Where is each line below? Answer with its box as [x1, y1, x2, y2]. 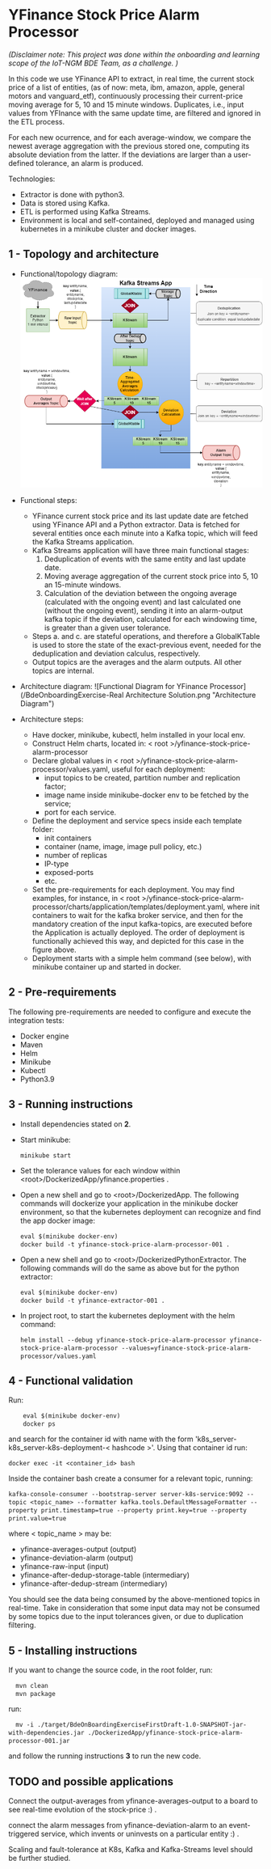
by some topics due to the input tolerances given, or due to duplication [8, 1612, 244, 1622]
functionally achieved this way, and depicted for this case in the [31, 936, 244, 945]
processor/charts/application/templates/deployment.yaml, [31, 902, 226, 911]
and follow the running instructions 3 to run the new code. [8, 1751, 202, 1761]
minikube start [19, 1151, 72, 1160]
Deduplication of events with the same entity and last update [44, 554, 246, 564]
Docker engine [19, 1031, 69, 1041]
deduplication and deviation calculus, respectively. [31, 649, 201, 658]
